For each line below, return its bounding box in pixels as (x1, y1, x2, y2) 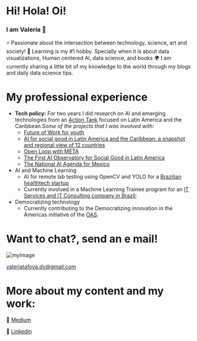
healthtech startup (23, 180, 70, 187)
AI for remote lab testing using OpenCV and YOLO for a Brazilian (23, 173, 182, 180)
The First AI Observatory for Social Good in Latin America (23, 154, 165, 161)
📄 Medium (6, 317, 32, 324)
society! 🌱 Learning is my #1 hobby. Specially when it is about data (6, 48, 170, 55)
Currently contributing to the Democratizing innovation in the (23, 205, 173, 212)
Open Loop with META (23, 148, 79, 155)
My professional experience (6, 90, 148, 104)
